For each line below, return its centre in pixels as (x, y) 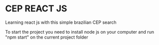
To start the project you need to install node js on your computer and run (80, 32)
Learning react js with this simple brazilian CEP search (61, 22)
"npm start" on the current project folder (47, 37)
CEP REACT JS (36, 9)
